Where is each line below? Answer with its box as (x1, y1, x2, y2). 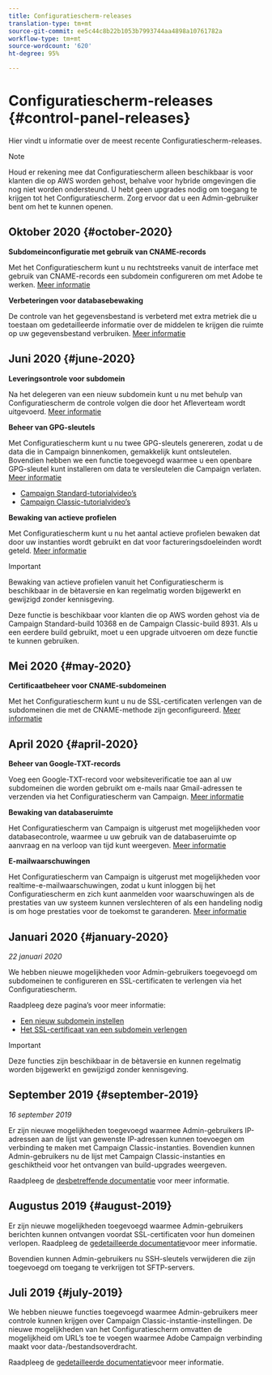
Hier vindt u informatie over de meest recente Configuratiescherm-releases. (8, 136, 262, 145)
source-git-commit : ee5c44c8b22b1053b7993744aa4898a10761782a (8, 27, 223, 35)
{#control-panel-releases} (8, 109, 191, 127)
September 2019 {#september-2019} (8, 1088, 199, 1102)
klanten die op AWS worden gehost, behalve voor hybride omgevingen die (8, 175, 257, 185)
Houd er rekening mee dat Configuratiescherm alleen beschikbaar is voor (8, 167, 253, 177)
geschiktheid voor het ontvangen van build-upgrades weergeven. (8, 1160, 227, 1170)
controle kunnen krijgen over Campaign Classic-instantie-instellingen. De (8, 1316, 253, 1325)
